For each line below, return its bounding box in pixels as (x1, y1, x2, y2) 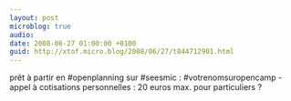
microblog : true (9, 22, 71, 31)
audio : (9, 30, 35, 39)
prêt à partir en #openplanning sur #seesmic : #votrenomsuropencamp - (9, 72, 283, 83)
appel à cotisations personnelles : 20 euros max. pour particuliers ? (9, 82, 263, 93)
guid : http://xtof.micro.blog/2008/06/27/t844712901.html (9, 47, 234, 56)
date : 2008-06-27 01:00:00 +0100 (9, 38, 137, 48)
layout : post (9, 13, 59, 23)
